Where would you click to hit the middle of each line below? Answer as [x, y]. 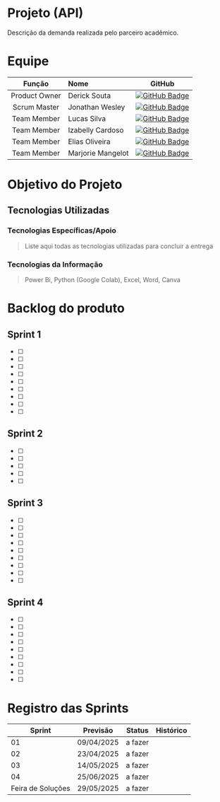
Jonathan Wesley [97, 107]
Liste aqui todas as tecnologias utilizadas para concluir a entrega [119, 246]
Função [36, 83]
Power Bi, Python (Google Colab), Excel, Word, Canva [103, 280]
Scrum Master [36, 107]
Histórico [171, 731]
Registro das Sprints [68, 708]
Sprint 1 [24, 334]
